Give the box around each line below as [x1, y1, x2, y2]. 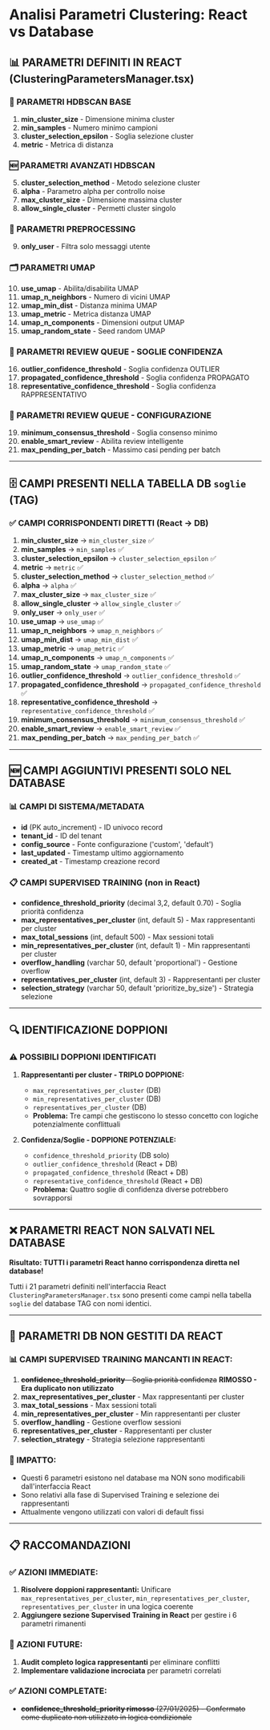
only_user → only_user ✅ [20, 607, 106, 618]
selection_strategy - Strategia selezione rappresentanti [20, 1434, 205, 1444]
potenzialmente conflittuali [32, 1119, 121, 1129]
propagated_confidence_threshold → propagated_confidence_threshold [20, 679, 261, 690]
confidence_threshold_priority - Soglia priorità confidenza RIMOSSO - [20, 1375, 257, 1385]
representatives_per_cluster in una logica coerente [20, 1602, 194, 1611]
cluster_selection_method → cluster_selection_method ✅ [20, 571, 215, 582]
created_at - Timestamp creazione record [20, 856, 160, 866]
